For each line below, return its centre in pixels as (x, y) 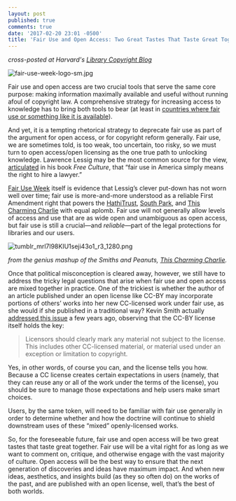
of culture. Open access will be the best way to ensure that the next (106, 462)
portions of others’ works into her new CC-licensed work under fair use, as (116, 303)
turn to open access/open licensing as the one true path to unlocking (107, 153)
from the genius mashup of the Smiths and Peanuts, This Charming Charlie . (118, 260)
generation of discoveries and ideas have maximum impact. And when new (116, 469)
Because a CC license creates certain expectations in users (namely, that (113, 375)
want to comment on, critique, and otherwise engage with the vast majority (116, 454)
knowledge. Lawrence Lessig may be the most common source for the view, (118, 160)
